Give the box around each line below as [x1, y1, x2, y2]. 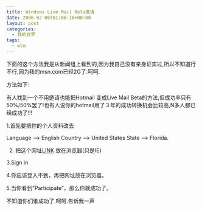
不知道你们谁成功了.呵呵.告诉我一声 [6, 197, 96, 205]
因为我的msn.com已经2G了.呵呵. [18, 68, 100, 75]
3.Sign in [6, 159, 29, 166]
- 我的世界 [12, 32, 36, 38]
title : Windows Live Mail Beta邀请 [6, 9, 95, 15]
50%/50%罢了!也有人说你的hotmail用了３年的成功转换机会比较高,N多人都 [6, 101, 190, 108]
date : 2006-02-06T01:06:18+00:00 [6, 15, 91, 21]
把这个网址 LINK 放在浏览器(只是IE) [15, 147, 102, 154]
